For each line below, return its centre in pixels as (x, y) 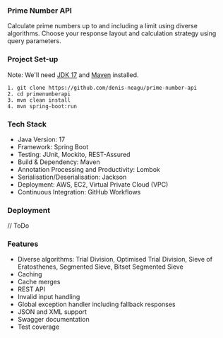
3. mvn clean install (39, 100)
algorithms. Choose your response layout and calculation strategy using (112, 33)
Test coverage (38, 327)
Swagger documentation (53, 320)
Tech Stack (27, 124)
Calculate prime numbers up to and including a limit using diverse (102, 26)
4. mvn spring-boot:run (42, 106)
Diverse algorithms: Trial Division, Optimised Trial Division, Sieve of (115, 260)
